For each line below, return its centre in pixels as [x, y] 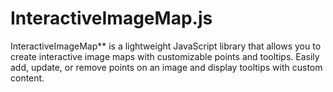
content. [27, 78]
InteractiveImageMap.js [111, 18]
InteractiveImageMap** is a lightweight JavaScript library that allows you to [166, 46]
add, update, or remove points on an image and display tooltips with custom [166, 67]
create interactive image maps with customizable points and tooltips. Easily [165, 56]
